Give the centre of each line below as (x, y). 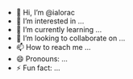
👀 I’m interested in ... (50, 21)
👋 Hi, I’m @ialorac (45, 12)
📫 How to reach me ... (53, 47)
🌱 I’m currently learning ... (59, 29)
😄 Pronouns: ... (42, 59)
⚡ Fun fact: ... (38, 68)
